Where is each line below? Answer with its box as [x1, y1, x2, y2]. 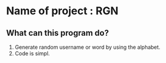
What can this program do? [6, 28, 109, 38]
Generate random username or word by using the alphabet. [14, 43, 161, 51]
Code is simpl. [14, 50, 50, 57]
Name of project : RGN [6, 4, 119, 18]
